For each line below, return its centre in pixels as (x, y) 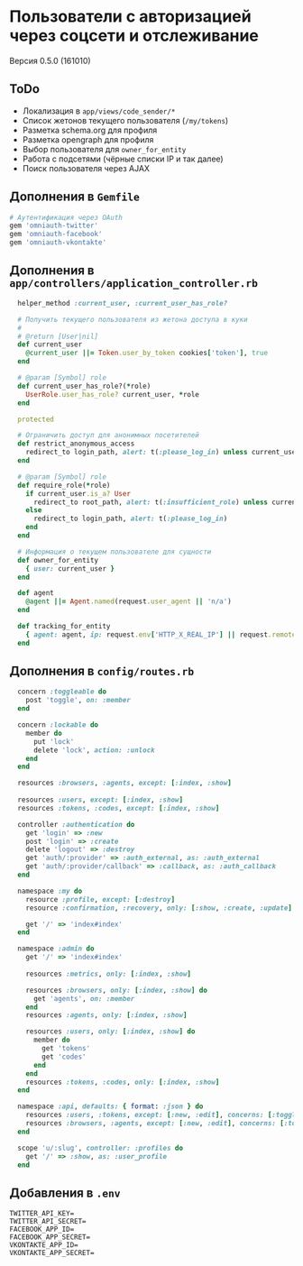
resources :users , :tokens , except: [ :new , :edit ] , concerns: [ (149, 1115)
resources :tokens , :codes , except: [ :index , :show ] (119, 808)
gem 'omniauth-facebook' (56, 234)
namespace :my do (50, 891)
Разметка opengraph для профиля (88, 139)
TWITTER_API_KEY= (42, 1214)
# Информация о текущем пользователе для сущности (115, 552)
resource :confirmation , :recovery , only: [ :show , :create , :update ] (159, 908)
